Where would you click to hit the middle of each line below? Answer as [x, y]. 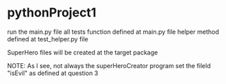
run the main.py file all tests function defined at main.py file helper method [113, 32]
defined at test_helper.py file [48, 39]
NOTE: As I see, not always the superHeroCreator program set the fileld [109, 65]
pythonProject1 [52, 13]
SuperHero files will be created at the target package [83, 52]
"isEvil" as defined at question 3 [53, 73]
